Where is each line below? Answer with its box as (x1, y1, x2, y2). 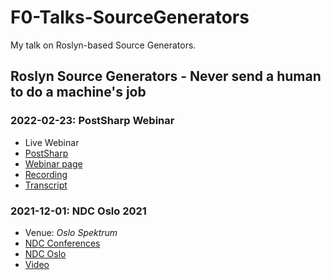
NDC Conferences (24, 237, 101, 249)
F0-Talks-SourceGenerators (10, 6, 250, 29)
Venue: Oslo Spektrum (24, 226, 118, 238)
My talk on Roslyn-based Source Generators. (10, 39, 197, 51)
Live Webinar (24, 136, 80, 148)
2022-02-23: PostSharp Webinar (10, 114, 175, 128)
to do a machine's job (10, 84, 147, 101)
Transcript (24, 179, 68, 191)
